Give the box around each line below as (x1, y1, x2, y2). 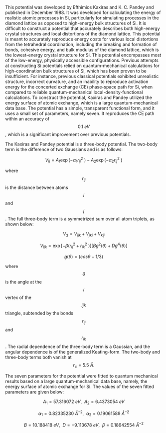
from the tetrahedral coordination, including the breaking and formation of (5, 41, 157, 47)
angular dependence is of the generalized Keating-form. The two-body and (5, 349, 161, 355)
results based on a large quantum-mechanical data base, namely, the (5, 378, 148, 384)
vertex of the (5, 294, 31, 300)
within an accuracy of (5, 116, 50, 121)
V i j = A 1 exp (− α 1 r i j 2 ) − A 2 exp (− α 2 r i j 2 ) (45, 156, 123, 164)
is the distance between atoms (5, 184, 68, 190)
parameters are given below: (5, 388, 64, 394)
